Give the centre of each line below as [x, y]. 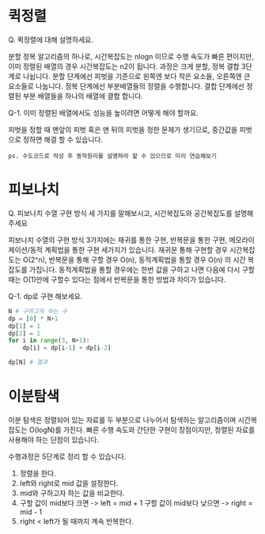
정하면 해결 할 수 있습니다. [63, 139]
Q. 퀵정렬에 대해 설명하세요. [51, 40]
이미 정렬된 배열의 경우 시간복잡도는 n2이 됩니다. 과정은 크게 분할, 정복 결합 [124, 66]
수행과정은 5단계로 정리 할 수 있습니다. [67, 456]
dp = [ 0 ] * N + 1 [33, 318]
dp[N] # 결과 [28, 362]
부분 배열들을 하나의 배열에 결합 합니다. [83, 96]
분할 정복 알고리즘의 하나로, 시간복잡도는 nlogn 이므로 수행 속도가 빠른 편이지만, [131, 56]
